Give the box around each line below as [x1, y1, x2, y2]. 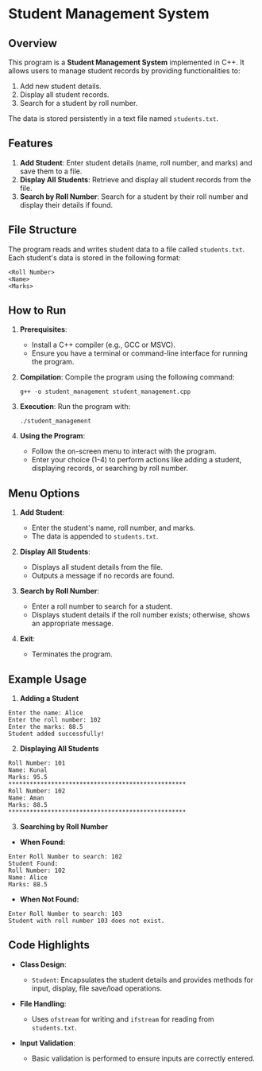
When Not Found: [19, 894, 79, 904]
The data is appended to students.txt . [31, 532, 159, 541]
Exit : [19, 634, 36, 644]
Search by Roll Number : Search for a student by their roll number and [19, 192, 249, 201]
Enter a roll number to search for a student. [31, 602, 173, 611]
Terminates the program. [31, 649, 113, 659]
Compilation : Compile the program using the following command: [19, 372, 235, 382]
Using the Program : [19, 431, 86, 441]
